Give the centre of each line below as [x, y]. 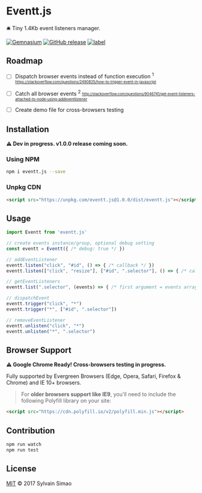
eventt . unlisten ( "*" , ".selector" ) [51, 331]
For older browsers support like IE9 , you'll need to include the [98, 394]
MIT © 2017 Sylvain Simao [39, 483]
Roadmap [25, 61]
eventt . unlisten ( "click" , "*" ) [45, 326]
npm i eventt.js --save [36, 172]
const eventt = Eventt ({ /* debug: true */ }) [66, 249]
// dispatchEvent [28, 298]
